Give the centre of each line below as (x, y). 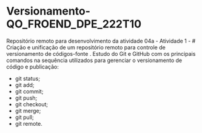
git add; (25, 85)
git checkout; (32, 104)
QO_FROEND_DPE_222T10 (74, 24)
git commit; (29, 91)
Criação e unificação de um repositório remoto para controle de (86, 47)
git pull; (25, 117)
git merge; (28, 111)
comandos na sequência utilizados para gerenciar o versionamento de (94, 60)
